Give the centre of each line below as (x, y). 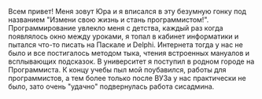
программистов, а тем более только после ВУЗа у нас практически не (127, 78)
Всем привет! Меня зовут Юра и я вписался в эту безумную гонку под (127, 11)
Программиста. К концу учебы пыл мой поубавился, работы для (117, 70)
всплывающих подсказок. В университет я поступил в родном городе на (131, 61)
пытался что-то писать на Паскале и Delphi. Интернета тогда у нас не (126, 45)
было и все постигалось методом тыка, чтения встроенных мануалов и (129, 53)
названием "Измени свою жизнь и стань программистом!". (109, 20)
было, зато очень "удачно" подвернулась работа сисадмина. (111, 86)
